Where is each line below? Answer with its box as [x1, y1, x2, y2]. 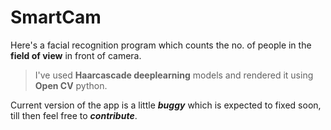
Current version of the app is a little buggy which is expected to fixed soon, [10, 99, 322, 111]
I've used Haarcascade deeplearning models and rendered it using [34, 69, 314, 81]
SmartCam [10, 6, 102, 29]
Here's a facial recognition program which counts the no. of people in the [10, 39, 312, 51]
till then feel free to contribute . [10, 109, 138, 121]
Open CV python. [34, 79, 108, 91]
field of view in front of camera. [10, 49, 142, 61]
